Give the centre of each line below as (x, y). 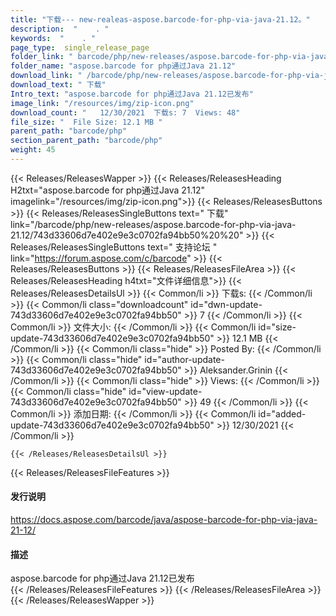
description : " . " (60, 29)
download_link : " (46, 76)
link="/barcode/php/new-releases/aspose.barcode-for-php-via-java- (153, 224)
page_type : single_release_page (80, 47)
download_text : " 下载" (58, 85)
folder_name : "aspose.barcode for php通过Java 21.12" (123, 66)
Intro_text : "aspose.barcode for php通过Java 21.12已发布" (132, 94)
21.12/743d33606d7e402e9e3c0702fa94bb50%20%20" (127, 235)
